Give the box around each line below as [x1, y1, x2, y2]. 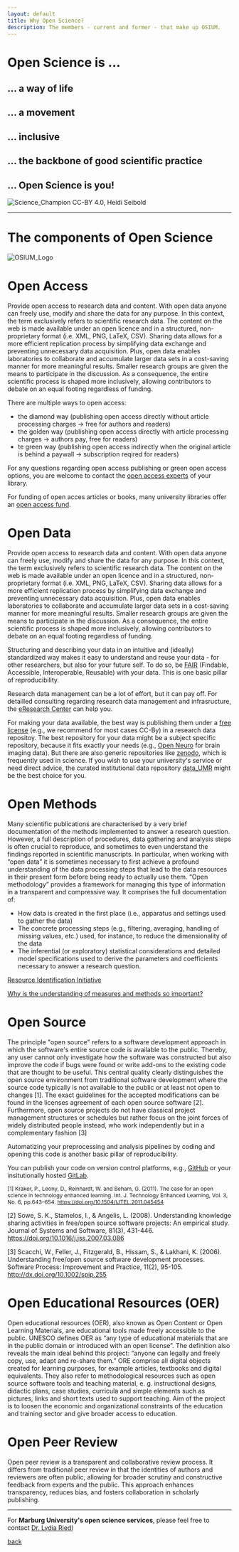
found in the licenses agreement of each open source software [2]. [7, 1098, 204, 1106]
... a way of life [7, 82, 73, 95]
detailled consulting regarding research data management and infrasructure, [7, 697, 231, 705]
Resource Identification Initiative [7, 975, 102, 984]
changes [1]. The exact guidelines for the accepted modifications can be [7, 1091, 220, 1099]
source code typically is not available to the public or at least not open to [7, 1083, 221, 1091]
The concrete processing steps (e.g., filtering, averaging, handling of [17, 924, 220, 932]
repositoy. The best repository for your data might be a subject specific [7, 733, 216, 742]
